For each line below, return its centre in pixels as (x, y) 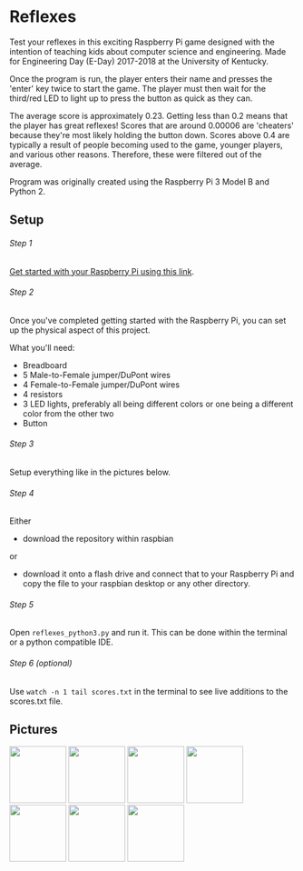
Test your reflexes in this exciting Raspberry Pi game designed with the (142, 42)
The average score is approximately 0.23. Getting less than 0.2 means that (149, 115)
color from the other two (68, 413)
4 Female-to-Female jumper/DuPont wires (101, 385)
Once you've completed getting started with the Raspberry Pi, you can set (148, 320)
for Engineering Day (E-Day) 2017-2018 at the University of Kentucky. (139, 61)
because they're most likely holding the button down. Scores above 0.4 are (150, 135)
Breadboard (45, 365)
